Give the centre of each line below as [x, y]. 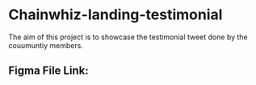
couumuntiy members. [46, 45]
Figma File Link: [48, 71]
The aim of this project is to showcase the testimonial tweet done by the [128, 37]
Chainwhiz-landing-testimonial [115, 15]
